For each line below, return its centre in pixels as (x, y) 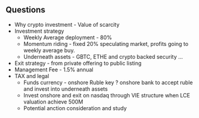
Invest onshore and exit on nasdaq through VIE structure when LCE (107, 95)
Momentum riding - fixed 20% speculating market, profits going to (106, 44)
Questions (26, 10)
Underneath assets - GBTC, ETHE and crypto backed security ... (103, 56)
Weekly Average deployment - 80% (68, 37)
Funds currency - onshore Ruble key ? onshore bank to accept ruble (108, 82)
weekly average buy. (49, 50)
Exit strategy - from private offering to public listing (78, 63)
